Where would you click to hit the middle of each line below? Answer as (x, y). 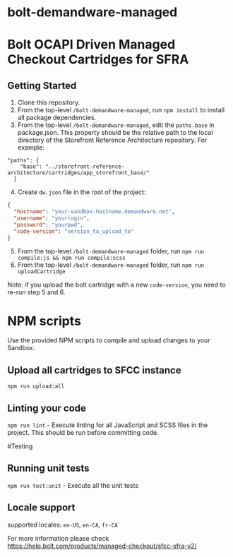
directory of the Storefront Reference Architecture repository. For (112, 140)
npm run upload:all (36, 387)
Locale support (41, 508)
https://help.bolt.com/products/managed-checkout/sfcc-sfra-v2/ (102, 546)
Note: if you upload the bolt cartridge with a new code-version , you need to (116, 285)
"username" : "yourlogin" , (52, 218)
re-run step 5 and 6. (36, 292)
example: (31, 148)
